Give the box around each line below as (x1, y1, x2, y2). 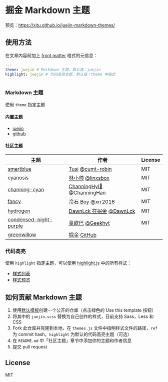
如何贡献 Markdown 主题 (5, 293, 82, 301)
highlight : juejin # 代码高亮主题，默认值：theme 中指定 (5, 72, 116, 77)
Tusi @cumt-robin (68, 165, 112, 172)
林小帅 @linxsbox (68, 174, 110, 181)
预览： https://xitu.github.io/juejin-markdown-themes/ (5, 22, 115, 28)
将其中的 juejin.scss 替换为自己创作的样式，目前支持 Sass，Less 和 (12, 313, 154, 319)
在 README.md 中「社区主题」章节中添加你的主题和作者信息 (12, 337, 132, 343)
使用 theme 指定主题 (5, 101, 45, 108)
